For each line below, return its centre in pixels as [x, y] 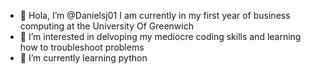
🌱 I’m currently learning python [83, 58]
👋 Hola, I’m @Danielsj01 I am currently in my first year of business [155, 15]
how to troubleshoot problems [82, 47]
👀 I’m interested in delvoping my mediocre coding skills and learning [160, 36]
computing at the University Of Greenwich [106, 26]
